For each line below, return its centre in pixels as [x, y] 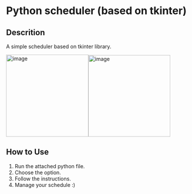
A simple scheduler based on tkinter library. [59, 46]
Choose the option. [38, 172]
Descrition [26, 33]
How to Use [28, 152]
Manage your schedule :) [45, 185]
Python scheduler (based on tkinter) [96, 11]
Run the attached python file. [50, 166]
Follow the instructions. [43, 178]
